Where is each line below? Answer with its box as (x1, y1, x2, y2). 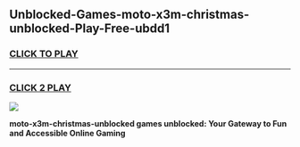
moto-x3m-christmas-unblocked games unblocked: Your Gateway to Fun (9, 118, 287, 128)
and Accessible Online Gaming (9, 127, 126, 138)
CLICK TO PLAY (9, 48, 79, 61)
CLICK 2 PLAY (9, 81, 71, 94)
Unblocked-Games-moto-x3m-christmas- (9, 7, 250, 22)
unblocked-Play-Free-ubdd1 (9, 21, 170, 37)
